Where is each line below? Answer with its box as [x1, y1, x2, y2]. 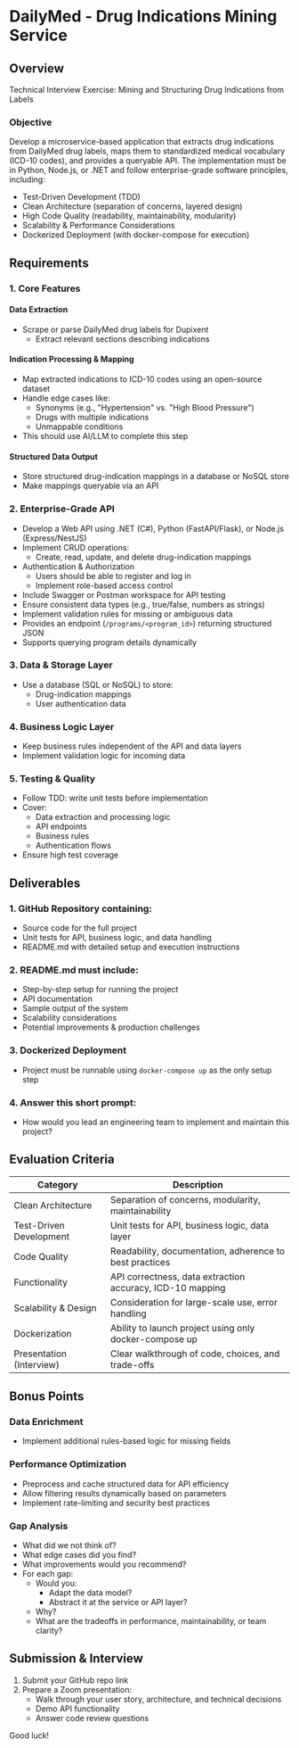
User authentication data [35, 698, 126, 708]
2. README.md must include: [9, 964, 140, 976]
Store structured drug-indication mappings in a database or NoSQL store [21, 471, 289, 482]
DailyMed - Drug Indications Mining [9, 6, 278, 27]
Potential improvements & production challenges [21, 1022, 200, 1032]
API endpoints [35, 821, 87, 832]
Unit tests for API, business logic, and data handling [21, 932, 212, 943]
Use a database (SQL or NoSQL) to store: [21, 679, 174, 690]
